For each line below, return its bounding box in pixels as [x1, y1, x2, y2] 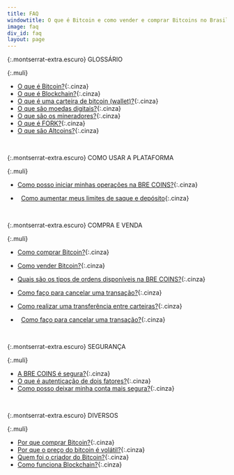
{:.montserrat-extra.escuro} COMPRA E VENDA [7, 221, 143, 230]
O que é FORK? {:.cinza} [17, 119, 86, 127]
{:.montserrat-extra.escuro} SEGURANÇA [7, 343, 126, 351]
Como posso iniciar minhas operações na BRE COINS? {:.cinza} [17, 180, 198, 189]
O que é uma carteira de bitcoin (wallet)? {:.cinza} [17, 97, 159, 105]
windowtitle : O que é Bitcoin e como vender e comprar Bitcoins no [7, 17, 208, 24]
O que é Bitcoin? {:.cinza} [17, 82, 89, 91]
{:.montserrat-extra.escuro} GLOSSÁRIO [7, 55, 123, 63]
